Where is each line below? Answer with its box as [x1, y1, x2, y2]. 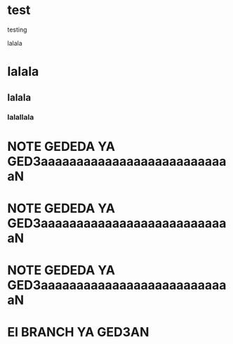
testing [7, 25, 27, 34]
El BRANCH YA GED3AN [7, 324, 149, 340]
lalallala [7, 112, 34, 122]
